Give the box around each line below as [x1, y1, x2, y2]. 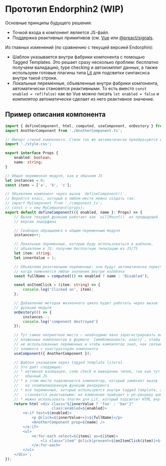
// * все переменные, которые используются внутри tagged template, [14, 387, 158, 392]
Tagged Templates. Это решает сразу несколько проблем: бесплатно [12, 59, 159, 65]
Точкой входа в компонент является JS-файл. [12, 29, 110, 35]
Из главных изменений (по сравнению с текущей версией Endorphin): [5, 44, 154, 50]
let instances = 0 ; [5, 178, 45, 183]
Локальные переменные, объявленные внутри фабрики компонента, [12, 80, 159, 86]
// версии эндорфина [14, 219, 56, 224]
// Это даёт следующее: [14, 364, 63, 369]
